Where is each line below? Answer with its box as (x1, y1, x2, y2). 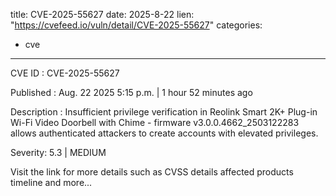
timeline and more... (10, 177, 93, 188)
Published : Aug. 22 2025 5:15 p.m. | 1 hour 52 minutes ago (10, 87, 253, 98)
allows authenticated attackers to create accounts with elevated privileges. (10, 127, 319, 139)
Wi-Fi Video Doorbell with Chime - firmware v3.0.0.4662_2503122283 (10, 117, 300, 128)
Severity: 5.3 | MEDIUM (10, 147, 107, 158)
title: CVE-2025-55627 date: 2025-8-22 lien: (10, 9, 195, 20)
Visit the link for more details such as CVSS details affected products (10, 166, 294, 178)
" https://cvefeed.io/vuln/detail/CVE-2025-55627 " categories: (10, 19, 263, 31)
